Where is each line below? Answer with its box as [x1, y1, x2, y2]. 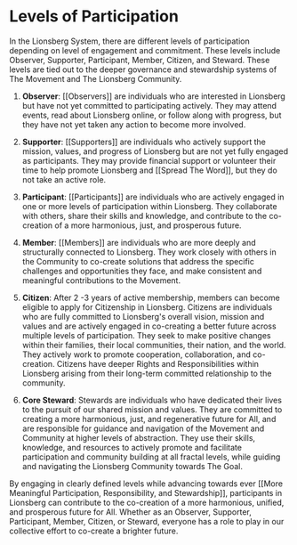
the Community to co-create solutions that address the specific [21, 256, 255, 266]
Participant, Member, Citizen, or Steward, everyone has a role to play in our [9, 516, 285, 526]
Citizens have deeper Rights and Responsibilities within [56, 358, 260, 369]
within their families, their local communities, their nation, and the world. [21, 339, 286, 350]
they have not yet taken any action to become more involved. [21, 118, 246, 130]
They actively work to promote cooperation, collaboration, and [21, 349, 252, 360]
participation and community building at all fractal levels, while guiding [21, 451, 281, 462]
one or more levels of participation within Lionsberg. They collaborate [21, 200, 277, 211]
